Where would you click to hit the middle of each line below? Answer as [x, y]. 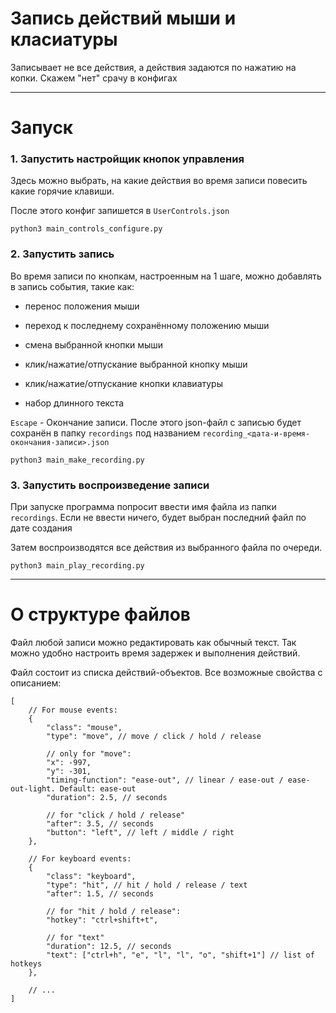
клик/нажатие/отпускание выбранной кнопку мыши [136, 364]
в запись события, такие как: [72, 286]
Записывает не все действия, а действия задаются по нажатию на [153, 67]
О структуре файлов [100, 614]
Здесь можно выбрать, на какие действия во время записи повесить [159, 181]
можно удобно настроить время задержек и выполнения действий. [155, 653]
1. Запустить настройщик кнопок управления [127, 159]
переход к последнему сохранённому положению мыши [147, 325]
